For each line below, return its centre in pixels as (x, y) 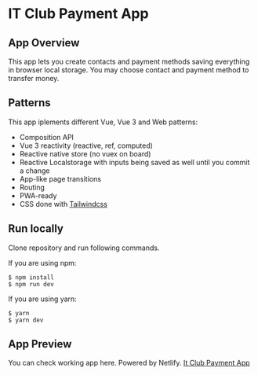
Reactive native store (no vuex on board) (85, 153)
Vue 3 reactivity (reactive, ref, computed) (86, 145)
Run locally (36, 229)
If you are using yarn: (42, 299)
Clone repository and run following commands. (84, 248)
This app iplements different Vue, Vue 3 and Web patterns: (103, 122)
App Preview (40, 344)
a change (35, 171)
